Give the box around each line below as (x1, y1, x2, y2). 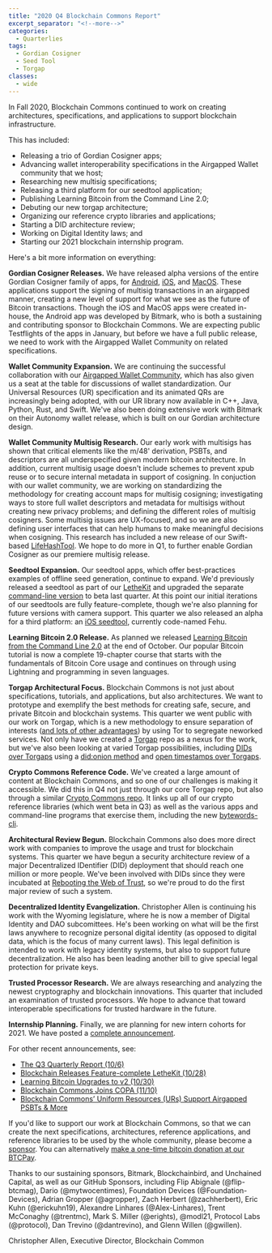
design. (8, 421, 34, 431)
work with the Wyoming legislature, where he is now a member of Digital (8, 910, 250, 920)
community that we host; (19, 168, 104, 177)
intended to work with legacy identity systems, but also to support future (8, 945, 251, 955)
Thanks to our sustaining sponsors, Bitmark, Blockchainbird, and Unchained (8, 1168, 261, 1178)
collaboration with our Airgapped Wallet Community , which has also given (8, 370, 255, 379)
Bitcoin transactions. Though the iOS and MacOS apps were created (8, 302, 236, 312)
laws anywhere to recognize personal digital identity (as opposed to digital (8, 927, 257, 937)
